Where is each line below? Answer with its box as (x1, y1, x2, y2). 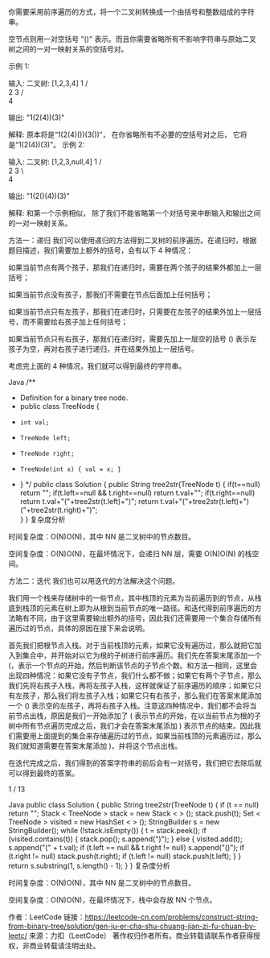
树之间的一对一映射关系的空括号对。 (8, 44, 129, 54)
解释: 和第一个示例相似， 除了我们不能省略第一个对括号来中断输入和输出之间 (8, 209, 261, 217)
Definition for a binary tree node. (19, 393, 129, 403)
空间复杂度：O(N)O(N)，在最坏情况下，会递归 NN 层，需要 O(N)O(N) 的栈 (8, 549, 252, 558)
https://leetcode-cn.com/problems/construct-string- (84, 912, 259, 922)
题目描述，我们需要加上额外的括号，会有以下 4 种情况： (8, 246, 193, 255)
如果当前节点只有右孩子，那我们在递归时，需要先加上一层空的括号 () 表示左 (8, 334, 257, 344)
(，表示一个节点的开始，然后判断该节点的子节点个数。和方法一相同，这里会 (8, 661, 258, 670)
